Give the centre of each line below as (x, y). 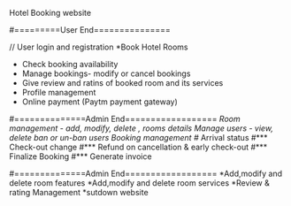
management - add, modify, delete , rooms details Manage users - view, (142, 128)
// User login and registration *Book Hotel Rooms (99, 47)
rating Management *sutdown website (79, 192)
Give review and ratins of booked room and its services (123, 83)
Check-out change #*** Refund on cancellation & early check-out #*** (138, 147)
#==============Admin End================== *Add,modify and (146, 173)
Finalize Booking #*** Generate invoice (80, 156)
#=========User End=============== (90, 30)
